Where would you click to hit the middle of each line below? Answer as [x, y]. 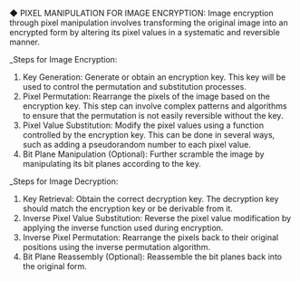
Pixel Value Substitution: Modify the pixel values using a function [143, 125]
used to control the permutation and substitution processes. [134, 87]
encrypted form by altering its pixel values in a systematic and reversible [145, 32]
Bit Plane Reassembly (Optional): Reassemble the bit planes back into [152, 257]
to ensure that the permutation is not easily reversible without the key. [153, 116]
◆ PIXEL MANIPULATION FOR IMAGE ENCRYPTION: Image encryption [141, 13]
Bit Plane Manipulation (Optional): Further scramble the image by [143, 154]
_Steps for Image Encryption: [63, 59]
